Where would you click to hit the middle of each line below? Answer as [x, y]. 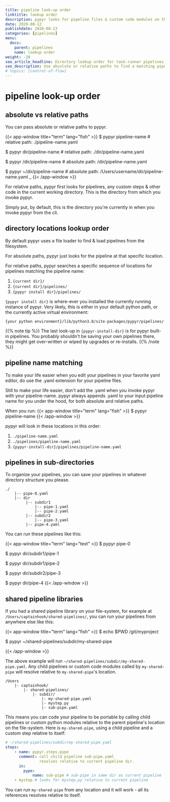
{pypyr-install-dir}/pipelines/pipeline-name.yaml [67, 447]
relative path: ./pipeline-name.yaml [41, 142]
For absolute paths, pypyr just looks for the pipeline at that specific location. [84, 256]
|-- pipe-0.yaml [32, 494]
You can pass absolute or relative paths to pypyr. [56, 127]
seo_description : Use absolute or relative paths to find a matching [80, 66]
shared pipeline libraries [44, 599]
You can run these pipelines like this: [44, 534]
